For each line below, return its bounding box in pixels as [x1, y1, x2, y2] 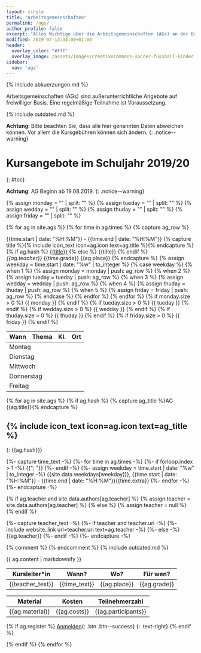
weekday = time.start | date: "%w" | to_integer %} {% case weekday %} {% [6, 261, 193, 268]
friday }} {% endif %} [6, 318, 59, 326]
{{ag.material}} [9, 607, 50, 616]
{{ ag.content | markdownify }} [6, 556, 82, 563]
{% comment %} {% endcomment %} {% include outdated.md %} [6, 544, 169, 551]
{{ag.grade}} [139, 580, 175, 589]
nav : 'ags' [11, 64, 39, 71]
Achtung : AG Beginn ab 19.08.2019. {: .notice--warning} [6, 187, 145, 195]
